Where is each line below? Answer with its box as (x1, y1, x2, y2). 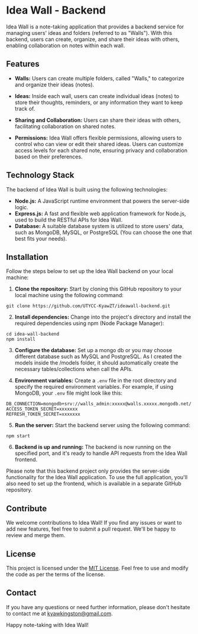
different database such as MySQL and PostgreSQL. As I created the (14, 353, 182, 360)
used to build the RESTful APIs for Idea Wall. (14, 216, 123, 223)
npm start (6, 433, 31, 439)
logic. (14, 203, 28, 210)
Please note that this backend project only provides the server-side (6, 467, 170, 474)
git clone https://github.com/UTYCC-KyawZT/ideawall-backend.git (6, 303, 170, 309)
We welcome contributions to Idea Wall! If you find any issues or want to (6, 519, 182, 526)
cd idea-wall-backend (6, 331, 60, 337)
